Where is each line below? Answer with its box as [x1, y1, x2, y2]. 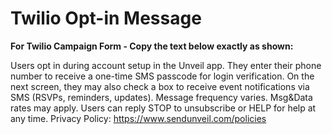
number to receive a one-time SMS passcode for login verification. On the [10, 70, 315, 82]
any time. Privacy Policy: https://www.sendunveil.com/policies [10, 112, 267, 124]
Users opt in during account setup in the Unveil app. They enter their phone [10, 59, 322, 71]
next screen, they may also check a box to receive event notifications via [10, 80, 310, 92]
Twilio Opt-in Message [10, 7, 202, 30]
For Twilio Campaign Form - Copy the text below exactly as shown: [10, 40, 294, 52]
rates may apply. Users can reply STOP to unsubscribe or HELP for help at [10, 102, 317, 114]
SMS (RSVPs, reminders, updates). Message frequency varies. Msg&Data [10, 91, 313, 103]
